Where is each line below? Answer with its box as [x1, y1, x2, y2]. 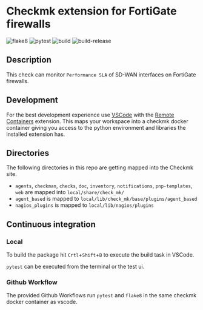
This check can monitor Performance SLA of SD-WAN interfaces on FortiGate [6, 71, 196, 78]
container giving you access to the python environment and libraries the [6, 124, 186, 131]
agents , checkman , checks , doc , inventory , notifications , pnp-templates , [15, 182, 193, 189]
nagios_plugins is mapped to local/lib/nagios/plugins [15, 201, 155, 209]
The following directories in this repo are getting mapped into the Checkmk [6, 164, 194, 171]
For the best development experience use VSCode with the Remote [6, 111, 175, 118]
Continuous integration [6, 219, 96, 229]
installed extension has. [6, 130, 65, 138]
